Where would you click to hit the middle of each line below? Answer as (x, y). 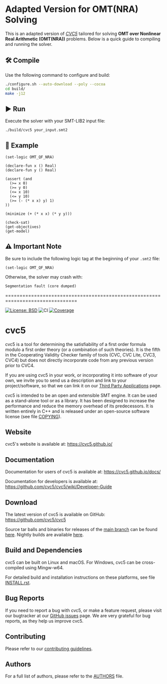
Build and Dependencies (44, 550)
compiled (15, 567)
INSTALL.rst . (18, 582)
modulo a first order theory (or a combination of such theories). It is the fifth (83, 349)
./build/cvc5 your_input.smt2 (37, 130)
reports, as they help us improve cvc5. (44, 621)
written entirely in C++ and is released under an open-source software (78, 411)
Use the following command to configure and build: (58, 75)
